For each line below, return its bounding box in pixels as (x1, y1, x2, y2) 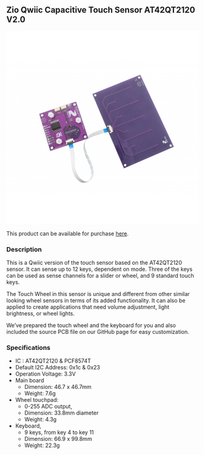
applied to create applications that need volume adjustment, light (6, 303, 170, 311)
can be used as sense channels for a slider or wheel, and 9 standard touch (6, 272, 194, 279)
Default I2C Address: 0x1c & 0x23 (15, 364, 101, 371)
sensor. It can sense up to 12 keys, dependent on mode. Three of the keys (6, 265, 193, 273)
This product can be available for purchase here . (6, 229, 129, 237)
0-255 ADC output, (24, 403, 73, 410)
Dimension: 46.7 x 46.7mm (24, 383, 92, 391)
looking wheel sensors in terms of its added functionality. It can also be (6, 297, 186, 305)
